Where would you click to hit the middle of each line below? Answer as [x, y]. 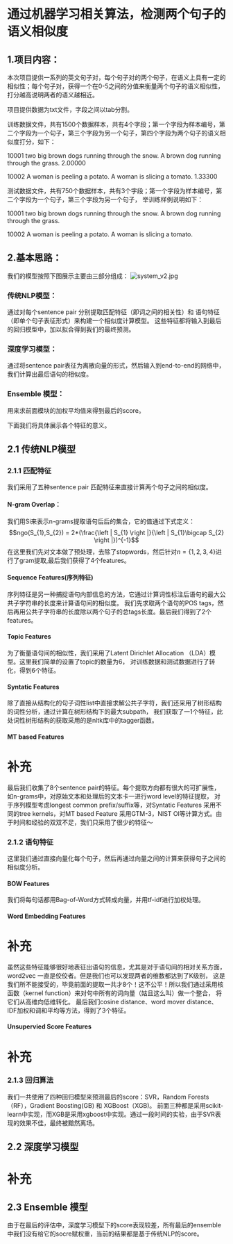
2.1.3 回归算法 [31, 1080]
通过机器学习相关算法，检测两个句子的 [117, 14]
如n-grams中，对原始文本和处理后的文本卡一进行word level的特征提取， [110, 796]
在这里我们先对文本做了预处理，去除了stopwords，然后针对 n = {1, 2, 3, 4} [112, 551]
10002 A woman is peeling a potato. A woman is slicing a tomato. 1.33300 [112, 177]
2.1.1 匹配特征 [29, 471]
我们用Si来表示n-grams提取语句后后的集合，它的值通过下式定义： [101, 521]
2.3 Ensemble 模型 [48, 1207]
